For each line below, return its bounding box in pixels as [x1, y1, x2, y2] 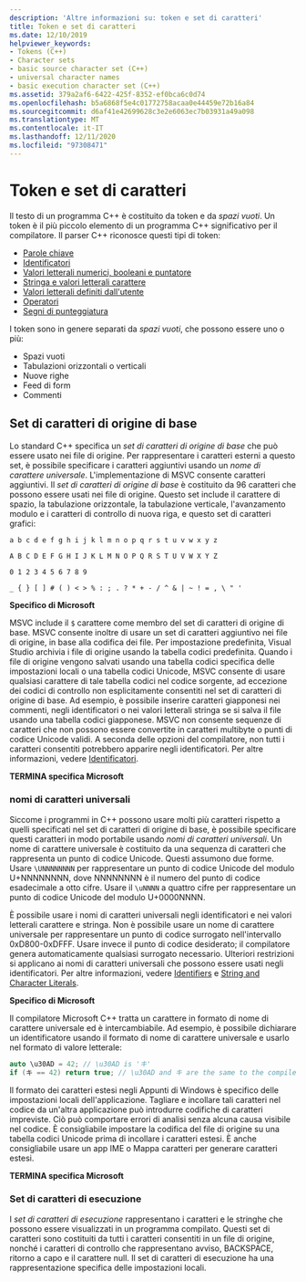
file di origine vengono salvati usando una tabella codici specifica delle [9, 656, 275, 667]
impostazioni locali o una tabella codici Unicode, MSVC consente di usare [9, 666, 286, 677]
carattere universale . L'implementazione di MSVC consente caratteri [9, 469, 266, 480]
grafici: [9, 518, 36, 529]
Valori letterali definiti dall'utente [22, 286, 144, 297]
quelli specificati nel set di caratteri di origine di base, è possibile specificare [9, 824, 297, 835]
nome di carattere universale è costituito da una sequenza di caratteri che [9, 843, 287, 854]
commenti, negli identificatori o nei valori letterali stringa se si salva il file [9, 704, 282, 715]
